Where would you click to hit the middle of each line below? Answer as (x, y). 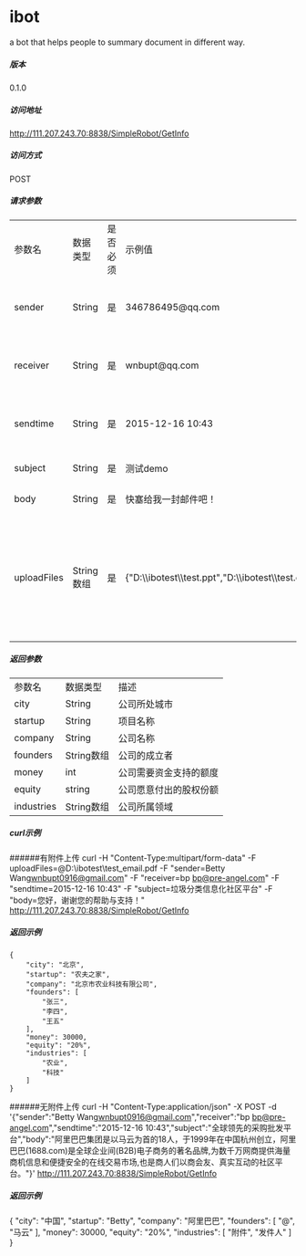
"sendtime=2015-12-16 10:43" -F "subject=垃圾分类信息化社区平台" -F (141, 888)
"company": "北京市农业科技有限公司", (92, 984)
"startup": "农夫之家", (68, 974)
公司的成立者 (145, 755)
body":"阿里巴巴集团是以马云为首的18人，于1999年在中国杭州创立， (153, 1139)
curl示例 (25, 833)
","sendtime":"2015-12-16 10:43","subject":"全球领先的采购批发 (166, 1127)
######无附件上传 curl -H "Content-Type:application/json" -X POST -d (143, 1106)
